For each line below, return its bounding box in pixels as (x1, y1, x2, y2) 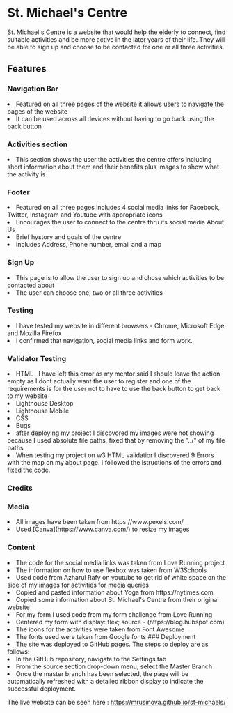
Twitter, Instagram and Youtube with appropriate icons (7, 210, 163, 219)
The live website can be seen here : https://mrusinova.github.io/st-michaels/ (7, 698, 226, 706)
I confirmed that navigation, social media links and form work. (16, 336, 193, 344)
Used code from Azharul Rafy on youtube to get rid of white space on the (16, 573, 227, 581)
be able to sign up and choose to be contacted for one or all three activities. (7, 43, 225, 51)
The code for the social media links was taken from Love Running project (16, 558, 225, 567)
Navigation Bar (7, 84, 59, 93)
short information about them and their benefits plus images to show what (7, 162, 220, 171)
